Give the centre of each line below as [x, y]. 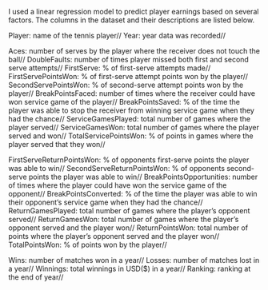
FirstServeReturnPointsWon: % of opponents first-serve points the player [129, 160]
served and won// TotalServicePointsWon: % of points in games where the [131, 136]
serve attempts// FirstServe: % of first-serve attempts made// [110, 68]
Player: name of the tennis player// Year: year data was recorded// [117, 36]
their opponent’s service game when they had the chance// [106, 202]
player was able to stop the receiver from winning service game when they [131, 110]
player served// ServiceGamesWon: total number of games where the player [134, 127]
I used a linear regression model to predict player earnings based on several [134, 12]
